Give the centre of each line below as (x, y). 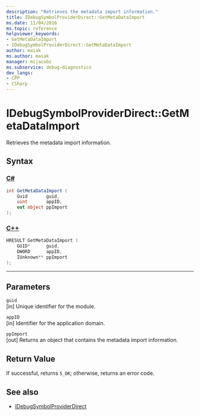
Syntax (20, 161)
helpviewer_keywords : (33, 34)
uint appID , (40, 202)
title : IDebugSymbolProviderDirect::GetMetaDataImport (76, 17)
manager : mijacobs (29, 61)
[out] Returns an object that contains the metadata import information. (92, 340)
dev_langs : (20, 73)
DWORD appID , (40, 252)
